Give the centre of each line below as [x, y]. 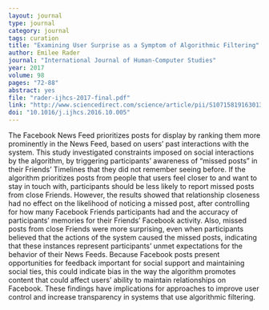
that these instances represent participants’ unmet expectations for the [125, 246]
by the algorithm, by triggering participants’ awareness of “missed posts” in [133, 161]
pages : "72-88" [34, 83]
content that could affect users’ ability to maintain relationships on [117, 280]
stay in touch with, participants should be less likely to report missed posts [131, 186]
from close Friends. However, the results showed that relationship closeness [134, 195]
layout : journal [35, 16]
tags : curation [34, 38]
